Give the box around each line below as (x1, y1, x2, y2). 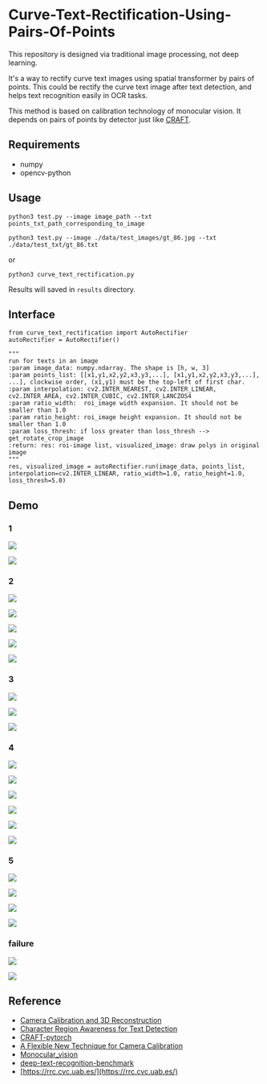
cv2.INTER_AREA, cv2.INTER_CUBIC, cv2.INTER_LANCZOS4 (8, 392, 192, 400)
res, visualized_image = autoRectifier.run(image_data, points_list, (8, 462, 246, 471)
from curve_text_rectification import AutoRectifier (8, 329, 188, 337)
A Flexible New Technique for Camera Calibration (19, 1041, 184, 1051)
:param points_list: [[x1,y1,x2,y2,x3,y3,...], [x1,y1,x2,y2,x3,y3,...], (8, 372, 261, 380)
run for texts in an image (8, 357, 99, 365)
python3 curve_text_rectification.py (8, 270, 135, 278)
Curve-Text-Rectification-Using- (8, 6, 232, 24)
